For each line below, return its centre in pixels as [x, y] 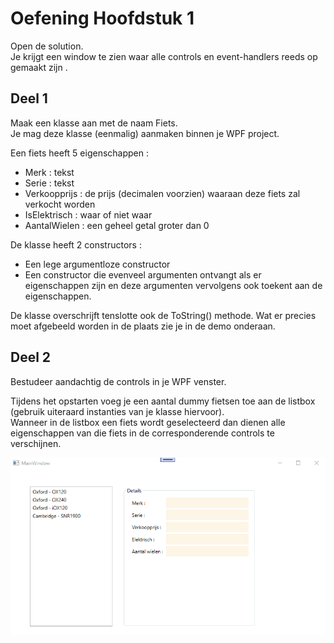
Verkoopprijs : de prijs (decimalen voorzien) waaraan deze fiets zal [162, 193]
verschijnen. [36, 443]
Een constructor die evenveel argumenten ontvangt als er [143, 274]
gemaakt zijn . [39, 67]
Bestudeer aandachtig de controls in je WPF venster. [118, 381]
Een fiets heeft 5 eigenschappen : [80, 153]
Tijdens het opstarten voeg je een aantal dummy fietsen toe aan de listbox [163, 401]
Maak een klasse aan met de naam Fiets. [94, 123]
